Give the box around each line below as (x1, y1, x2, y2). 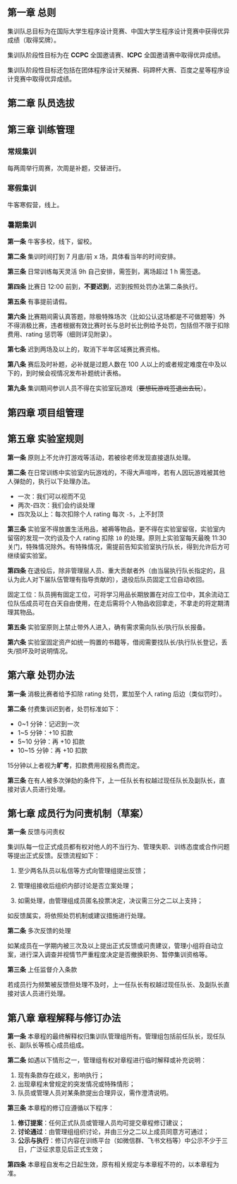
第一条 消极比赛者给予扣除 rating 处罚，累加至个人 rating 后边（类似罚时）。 (7, 689, 226, 698)
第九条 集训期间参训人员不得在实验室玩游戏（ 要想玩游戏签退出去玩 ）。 (7, 384, 210, 392)
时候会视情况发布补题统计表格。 (31, 369, 125, 377)
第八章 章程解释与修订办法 (7, 1012, 121, 1024)
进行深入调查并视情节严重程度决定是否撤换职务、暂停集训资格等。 (19, 950, 212, 959)
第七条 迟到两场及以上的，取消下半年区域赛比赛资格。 (7, 345, 164, 353)
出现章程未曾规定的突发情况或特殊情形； (17, 1080, 135, 1089)
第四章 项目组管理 (7, 406, 84, 418)
